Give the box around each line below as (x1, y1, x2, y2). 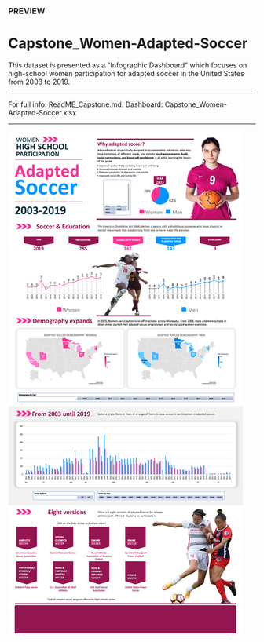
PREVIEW (8, 5, 46, 16)
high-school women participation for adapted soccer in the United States (8, 68, 245, 78)
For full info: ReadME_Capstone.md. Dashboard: (8, 100, 163, 109)
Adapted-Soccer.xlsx (8, 108, 77, 117)
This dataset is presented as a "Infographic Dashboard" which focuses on (8, 60, 247, 70)
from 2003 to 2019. (8, 77, 71, 86)
